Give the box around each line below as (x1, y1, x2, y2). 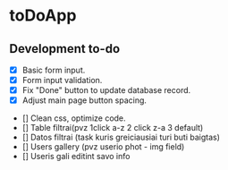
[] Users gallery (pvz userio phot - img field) (21, 141, 185, 152)
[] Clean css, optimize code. (21, 113, 127, 123)
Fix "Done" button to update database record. (21, 85, 191, 96)
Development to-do (9, 41, 121, 56)
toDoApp (9, 5, 77, 26)
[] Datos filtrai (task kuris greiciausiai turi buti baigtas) (21, 132, 221, 143)
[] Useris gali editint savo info (21, 151, 131, 162)
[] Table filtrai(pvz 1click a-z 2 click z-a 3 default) (21, 123, 204, 133)
